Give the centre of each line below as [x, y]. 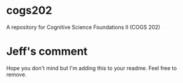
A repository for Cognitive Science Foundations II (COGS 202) [83, 27]
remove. [17, 74]
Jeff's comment [47, 51]
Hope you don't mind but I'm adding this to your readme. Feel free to [91, 68]
